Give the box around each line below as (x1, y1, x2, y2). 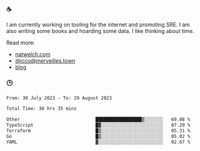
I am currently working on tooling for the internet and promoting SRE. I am (6, 21, 190, 28)
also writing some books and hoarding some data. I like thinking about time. (6, 28, 195, 35)
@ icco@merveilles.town (15, 57, 76, 64)
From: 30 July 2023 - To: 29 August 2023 (6, 95, 112, 101)
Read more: (6, 39, 35, 46)
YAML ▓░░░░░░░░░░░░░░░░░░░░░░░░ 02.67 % (6, 139, 190, 145)
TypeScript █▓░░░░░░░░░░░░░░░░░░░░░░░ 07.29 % (6, 122, 190, 128)
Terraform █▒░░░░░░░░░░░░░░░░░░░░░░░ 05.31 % (6, 128, 190, 134)
